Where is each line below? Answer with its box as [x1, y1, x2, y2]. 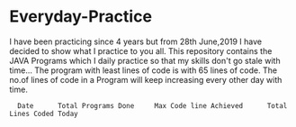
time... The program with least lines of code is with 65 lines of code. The [9, 65, 277, 76]
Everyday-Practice [9, 6, 153, 27]
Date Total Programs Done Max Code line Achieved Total [17, 101, 288, 110]
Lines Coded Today [9, 109, 78, 118]
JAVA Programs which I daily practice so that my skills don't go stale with [9, 55, 281, 66]
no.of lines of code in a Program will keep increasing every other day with [9, 74, 283, 85]
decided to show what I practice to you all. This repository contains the [9, 45, 273, 56]
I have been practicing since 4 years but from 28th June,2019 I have [9, 36, 263, 47]
